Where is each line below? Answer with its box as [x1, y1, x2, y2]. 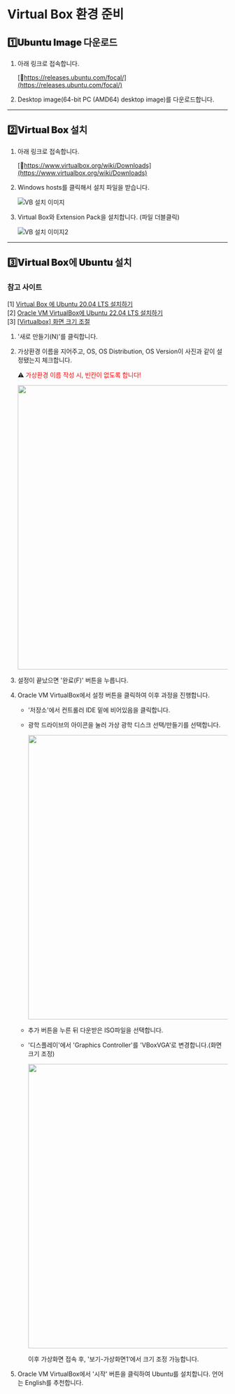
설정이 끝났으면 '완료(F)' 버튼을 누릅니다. [17, 676, 129, 684]
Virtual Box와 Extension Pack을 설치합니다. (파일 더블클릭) [17, 213, 180, 221]
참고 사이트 [7, 283, 43, 293]
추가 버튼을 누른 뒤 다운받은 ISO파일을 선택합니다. [27, 1026, 164, 1034]
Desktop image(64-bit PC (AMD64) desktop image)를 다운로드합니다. [17, 95, 215, 104]
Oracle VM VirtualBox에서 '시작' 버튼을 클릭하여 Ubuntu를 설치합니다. [17, 1370, 211, 1378]
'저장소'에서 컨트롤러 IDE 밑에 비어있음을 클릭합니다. [27, 705, 171, 714]
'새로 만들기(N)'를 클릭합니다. [17, 332, 98, 340]
